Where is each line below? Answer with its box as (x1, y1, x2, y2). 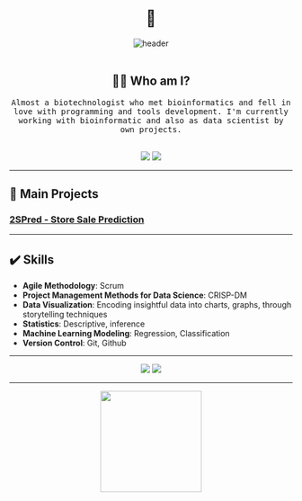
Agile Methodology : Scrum (22, 281, 124, 291)
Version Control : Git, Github (22, 337, 128, 349)
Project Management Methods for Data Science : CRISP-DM (22, 290, 247, 300)
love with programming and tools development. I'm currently (13, 106, 289, 116)
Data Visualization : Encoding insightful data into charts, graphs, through (22, 300, 292, 310)
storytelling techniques (22, 309, 108, 320)
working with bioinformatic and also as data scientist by (17, 115, 284, 125)
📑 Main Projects (9, 186, 99, 201)
